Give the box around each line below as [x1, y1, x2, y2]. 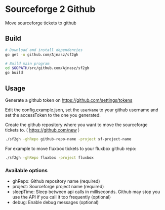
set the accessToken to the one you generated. [5, 112, 101, 118]
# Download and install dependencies [5, 47, 83, 53]
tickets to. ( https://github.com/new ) [5, 127, 80, 133]
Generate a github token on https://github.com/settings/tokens [5, 97, 132, 103]
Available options [5, 167, 48, 174]
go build [5, 70, 23, 75]
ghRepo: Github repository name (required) [12, 178, 100, 184]
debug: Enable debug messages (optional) [12, 199, 99, 205]
